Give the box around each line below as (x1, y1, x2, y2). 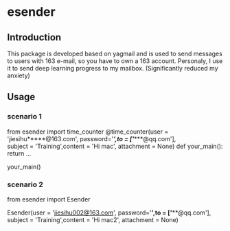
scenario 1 (7, 112, 43, 121)
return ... (7, 149, 32, 158)
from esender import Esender (7, 195, 91, 203)
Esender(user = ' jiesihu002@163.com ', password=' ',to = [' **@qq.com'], (7, 208, 211, 217)
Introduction (7, 32, 62, 43)
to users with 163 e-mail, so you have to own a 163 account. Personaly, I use (7, 57, 223, 65)
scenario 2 (7, 180, 43, 189)
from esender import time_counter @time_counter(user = (7, 127, 169, 136)
